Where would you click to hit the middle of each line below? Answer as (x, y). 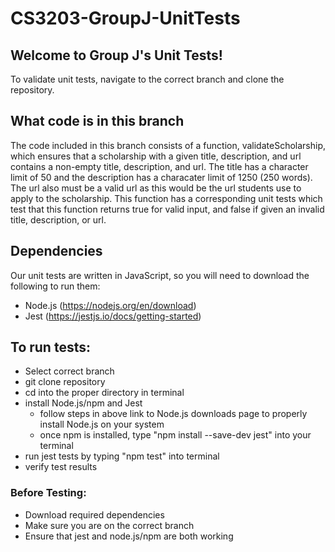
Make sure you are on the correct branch (109, 525)
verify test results (61, 467)
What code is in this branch (97, 121)
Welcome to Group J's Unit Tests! (116, 55)
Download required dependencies (94, 514)
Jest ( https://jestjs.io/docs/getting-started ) (113, 316)
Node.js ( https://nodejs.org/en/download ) (110, 305)
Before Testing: (48, 493)
